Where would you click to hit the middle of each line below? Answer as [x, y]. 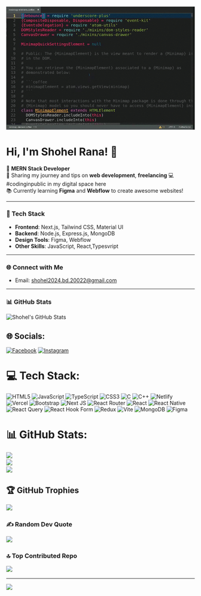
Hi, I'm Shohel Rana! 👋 [62, 152]
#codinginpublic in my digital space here [56, 184]
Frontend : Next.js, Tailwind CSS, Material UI [69, 227]
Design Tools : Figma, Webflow [53, 239]
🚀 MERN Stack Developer [38, 168]
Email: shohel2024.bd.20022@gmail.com [66, 280]
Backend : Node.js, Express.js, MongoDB [65, 233]
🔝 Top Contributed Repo [42, 556]
